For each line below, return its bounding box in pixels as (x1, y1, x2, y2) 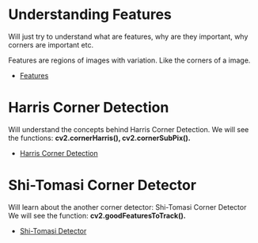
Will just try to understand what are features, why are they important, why (8, 32, 249, 41)
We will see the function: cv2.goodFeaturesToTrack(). (8, 211, 186, 220)
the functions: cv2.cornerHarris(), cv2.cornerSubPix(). (8, 133, 192, 142)
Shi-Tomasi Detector (19, 226, 87, 235)
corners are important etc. (8, 40, 93, 49)
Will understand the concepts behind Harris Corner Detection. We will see (8, 124, 249, 134)
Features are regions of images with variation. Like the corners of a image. (8, 55, 251, 65)
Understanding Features (8, 6, 173, 24)
